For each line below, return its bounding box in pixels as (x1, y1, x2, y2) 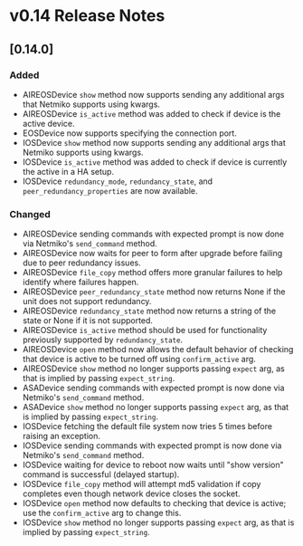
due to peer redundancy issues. (22, 257, 142, 268)
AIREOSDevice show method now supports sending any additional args (22, 89, 285, 100)
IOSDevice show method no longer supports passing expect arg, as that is (22, 517, 295, 528)
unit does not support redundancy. (22, 296, 152, 307)
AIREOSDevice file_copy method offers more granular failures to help (22, 267, 283, 278)
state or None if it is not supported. (22, 315, 154, 326)
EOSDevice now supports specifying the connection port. (22, 128, 237, 139)
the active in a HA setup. (22, 166, 115, 177)
